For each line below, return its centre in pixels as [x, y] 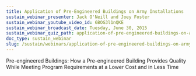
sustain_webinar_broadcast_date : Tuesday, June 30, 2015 [77, 28]
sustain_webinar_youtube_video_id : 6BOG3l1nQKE [65, 22]
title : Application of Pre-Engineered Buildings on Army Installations [95, 11]
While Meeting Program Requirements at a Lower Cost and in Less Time [92, 67]
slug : [13, 44]
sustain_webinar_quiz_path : [40, 33]
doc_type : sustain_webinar [39, 39]
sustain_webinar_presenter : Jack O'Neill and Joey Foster [78, 17]
